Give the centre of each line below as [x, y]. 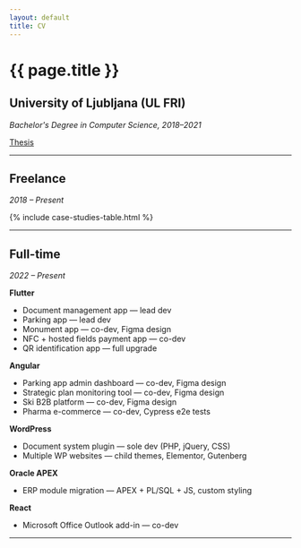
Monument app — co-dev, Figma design [97, 330]
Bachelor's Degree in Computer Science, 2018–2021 [105, 124]
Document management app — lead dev [97, 311]
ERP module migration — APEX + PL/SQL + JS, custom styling [137, 491]
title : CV [28, 26]
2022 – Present [37, 276]
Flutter [22, 293]
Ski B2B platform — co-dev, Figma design [99, 402]
